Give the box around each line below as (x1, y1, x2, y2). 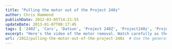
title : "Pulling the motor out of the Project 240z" (5, 7, 120, 13)
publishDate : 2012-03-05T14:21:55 (5, 17, 79, 22)
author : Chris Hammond (5, 12, 54, 17)
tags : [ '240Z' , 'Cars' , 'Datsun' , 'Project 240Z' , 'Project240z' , (5, 27, 153, 32)
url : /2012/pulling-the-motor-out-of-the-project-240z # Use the (5, 36, 150, 41)
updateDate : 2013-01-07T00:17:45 (5, 21, 77, 27)
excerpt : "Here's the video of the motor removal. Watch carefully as (5, 31, 159, 36)
